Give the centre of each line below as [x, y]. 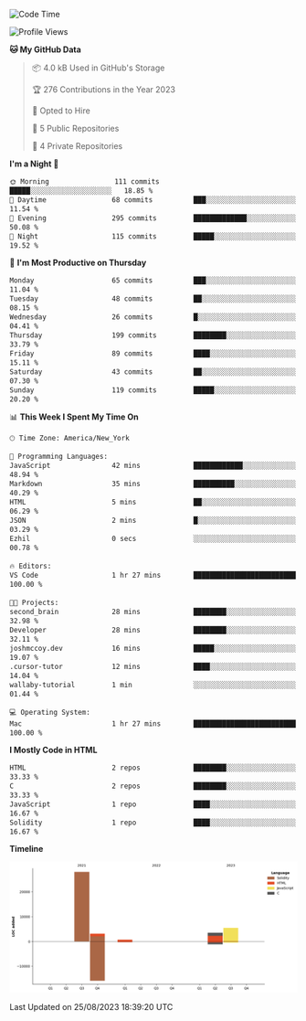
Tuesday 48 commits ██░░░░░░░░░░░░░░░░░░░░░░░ [153, 299]
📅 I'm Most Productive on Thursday [78, 262]
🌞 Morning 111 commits [84, 182]
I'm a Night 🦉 [34, 164]
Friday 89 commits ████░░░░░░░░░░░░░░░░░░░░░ [153, 354]
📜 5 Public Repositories [75, 128]
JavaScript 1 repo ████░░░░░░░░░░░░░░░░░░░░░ [153, 804]
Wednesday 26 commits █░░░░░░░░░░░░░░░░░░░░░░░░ [153, 317]
